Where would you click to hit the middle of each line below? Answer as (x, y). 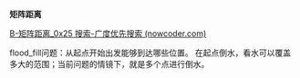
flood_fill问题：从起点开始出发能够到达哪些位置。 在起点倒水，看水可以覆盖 (150, 53)
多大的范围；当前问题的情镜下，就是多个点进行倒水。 (109, 64)
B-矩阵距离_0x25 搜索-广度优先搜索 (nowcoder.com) (108, 34)
